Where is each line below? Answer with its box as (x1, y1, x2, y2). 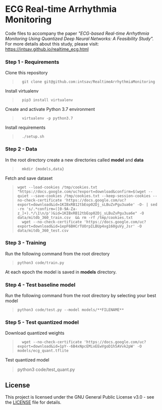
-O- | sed (137, 202, 158, 207)
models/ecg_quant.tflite (17, 348, 69, 354)
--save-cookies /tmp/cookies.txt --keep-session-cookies (30, 193, 151, 199)
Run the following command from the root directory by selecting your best (5, 293, 157, 299)
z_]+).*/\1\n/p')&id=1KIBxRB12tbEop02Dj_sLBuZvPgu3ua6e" (17, 210, 138, 216)
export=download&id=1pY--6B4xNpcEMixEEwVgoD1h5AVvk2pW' (17, 344, 135, 349)
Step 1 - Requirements (5, 58, 59, 65)
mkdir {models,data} (22, 166, 64, 171)
